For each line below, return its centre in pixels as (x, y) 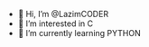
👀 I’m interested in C (56, 23)
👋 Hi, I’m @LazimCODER (63, 14)
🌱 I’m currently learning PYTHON (79, 33)
